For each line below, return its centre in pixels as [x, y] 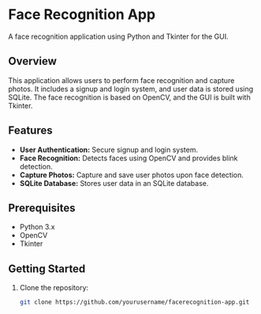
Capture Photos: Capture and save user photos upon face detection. [132, 175]
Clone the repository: [54, 288]
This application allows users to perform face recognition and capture [121, 80]
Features [30, 131]
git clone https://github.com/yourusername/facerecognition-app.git [134, 302]
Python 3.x [37, 227]
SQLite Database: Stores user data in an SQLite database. [114, 183]
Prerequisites [42, 208]
